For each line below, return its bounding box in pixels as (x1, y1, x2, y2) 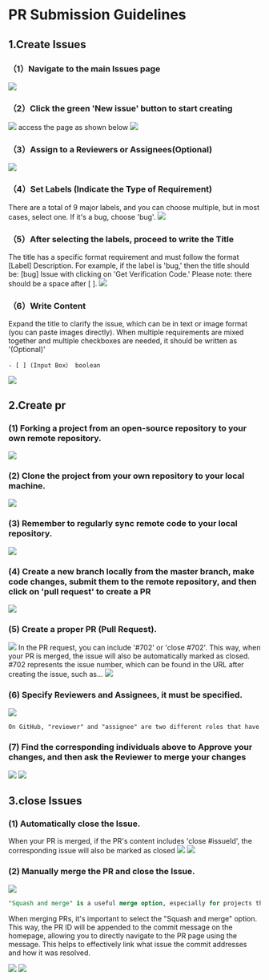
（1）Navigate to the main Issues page (8, 63, 161, 74)
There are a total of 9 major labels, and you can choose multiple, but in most (8, 202, 260, 212)
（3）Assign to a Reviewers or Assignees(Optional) (8, 144, 213, 156)
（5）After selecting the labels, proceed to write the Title (8, 233, 235, 245)
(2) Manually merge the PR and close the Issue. (8, 866, 195, 877)
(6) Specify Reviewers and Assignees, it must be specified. (8, 690, 243, 701)
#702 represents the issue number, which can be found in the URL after (8, 660, 244, 670)
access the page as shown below (18, 123, 129, 132)
